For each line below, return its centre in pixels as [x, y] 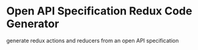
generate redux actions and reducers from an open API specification [93, 40]
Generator [33, 24]
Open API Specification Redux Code [99, 11]
